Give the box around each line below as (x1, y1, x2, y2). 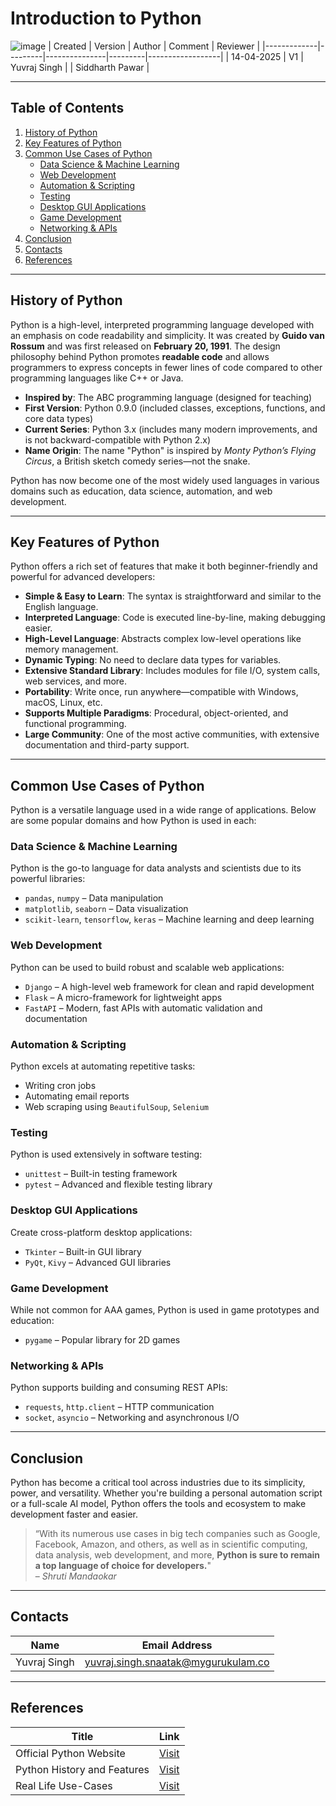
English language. (24, 601, 99, 613)
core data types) (24, 412, 94, 424)
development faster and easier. (10, 1508, 138, 1521)
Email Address (141, 1638, 213, 1652)
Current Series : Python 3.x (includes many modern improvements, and (24, 423, 318, 435)
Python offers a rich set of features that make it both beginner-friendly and (10, 560, 318, 572)
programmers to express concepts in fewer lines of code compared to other (10, 361, 323, 373)
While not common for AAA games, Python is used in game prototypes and (10, 1303, 320, 1316)
